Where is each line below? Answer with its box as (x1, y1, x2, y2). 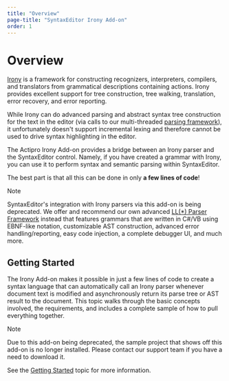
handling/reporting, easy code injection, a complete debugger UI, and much (7, 230, 222, 238)
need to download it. (7, 353, 65, 361)
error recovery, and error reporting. (7, 97, 107, 105)
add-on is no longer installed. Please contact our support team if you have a (7, 345, 223, 354)
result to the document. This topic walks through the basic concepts (7, 297, 201, 305)
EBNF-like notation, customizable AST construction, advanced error (7, 222, 199, 230)
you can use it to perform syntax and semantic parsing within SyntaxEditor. (7, 160, 220, 168)
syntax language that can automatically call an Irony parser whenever (7, 283, 204, 291)
